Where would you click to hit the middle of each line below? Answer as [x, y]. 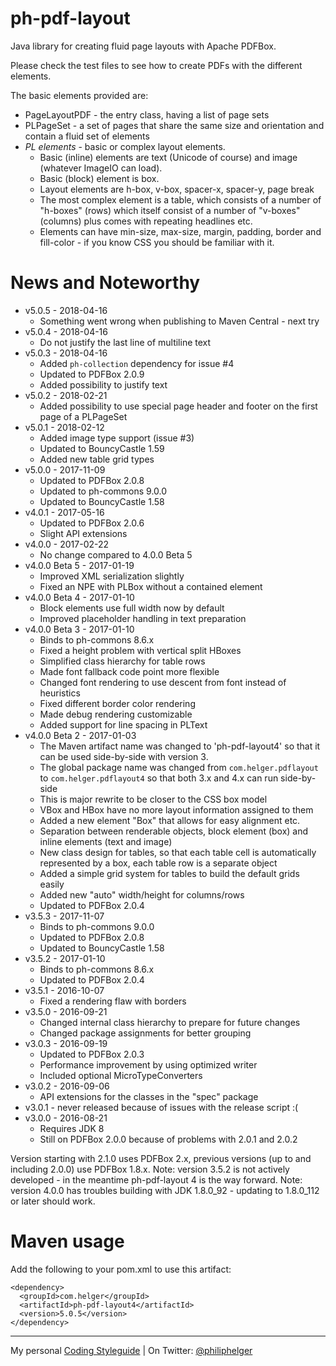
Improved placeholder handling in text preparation [143, 618]
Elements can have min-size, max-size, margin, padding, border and [180, 231]
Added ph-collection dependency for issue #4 [137, 363]
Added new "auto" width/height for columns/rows [142, 894]
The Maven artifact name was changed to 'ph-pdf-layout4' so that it [180, 746]
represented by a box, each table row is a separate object [158, 863]
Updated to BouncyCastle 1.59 [102, 448]
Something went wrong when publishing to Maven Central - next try [179, 321]
